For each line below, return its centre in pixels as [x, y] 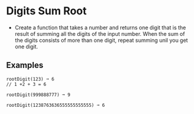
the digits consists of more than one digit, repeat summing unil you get [101, 40]
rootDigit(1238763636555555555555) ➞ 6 [56, 105]
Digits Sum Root [47, 11]
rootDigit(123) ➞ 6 [30, 79]
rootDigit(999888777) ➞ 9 [38, 95]
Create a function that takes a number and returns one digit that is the [100, 27]
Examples [25, 65]
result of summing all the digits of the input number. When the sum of [100, 33]
